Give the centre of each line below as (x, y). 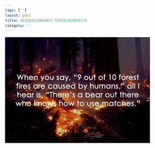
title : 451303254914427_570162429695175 (46, 20)
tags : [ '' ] (16, 10)
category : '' (18, 26)
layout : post (18, 15)
